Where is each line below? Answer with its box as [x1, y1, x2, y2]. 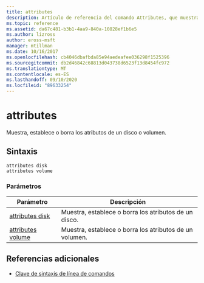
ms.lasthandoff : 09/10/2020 [6, 77, 78, 83]
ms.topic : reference [6, 20, 59, 26]
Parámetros [6, 182, 41, 190]
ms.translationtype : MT [6, 65, 67, 72]
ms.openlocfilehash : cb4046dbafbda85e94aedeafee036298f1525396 [6, 54, 170, 60]
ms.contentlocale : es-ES [6, 71, 69, 77]
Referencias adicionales [6, 254, 100, 264]
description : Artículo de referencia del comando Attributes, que [6, 15, 178, 21]
